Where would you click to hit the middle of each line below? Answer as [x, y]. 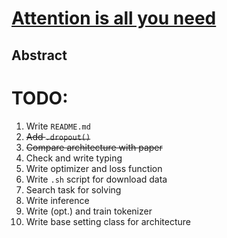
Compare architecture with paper [94, 147]
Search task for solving [73, 189]
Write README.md [58, 126]
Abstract [39, 55]
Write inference [57, 200]
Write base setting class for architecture [108, 221]
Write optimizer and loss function [94, 168]
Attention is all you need [114, 18]
